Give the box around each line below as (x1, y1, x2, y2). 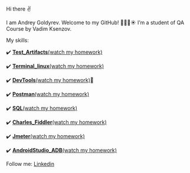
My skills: (6, 37, 30, 44)
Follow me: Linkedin (6, 161, 55, 167)
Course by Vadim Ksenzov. (6, 25, 72, 32)
